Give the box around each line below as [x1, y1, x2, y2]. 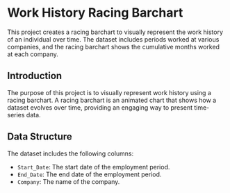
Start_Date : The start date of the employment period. [17, 162, 170, 171]
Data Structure [7, 131, 73, 143]
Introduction [7, 70, 63, 82]
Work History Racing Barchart [7, 5, 183, 21]
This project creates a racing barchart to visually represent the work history [7, 28, 224, 36]
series [7, 110, 25, 119]
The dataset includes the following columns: [7, 149, 134, 158]
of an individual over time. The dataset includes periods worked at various [7, 35, 220, 43]
